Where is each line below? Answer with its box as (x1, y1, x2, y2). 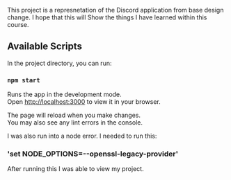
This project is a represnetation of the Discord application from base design (7, 6, 224, 14)
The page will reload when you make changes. (7, 111, 141, 120)
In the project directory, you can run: (7, 59, 112, 67)
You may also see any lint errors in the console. (7, 118, 143, 127)
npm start (7, 76, 40, 84)
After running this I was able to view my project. (7, 165, 144, 173)
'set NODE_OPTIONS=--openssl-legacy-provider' (7, 149, 179, 159)
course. (7, 21, 29, 28)
